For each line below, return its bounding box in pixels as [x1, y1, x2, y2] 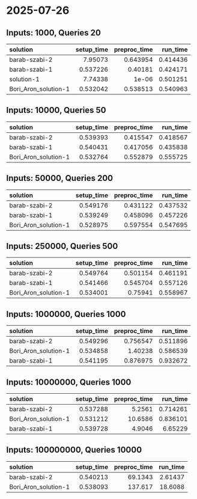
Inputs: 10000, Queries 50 [6, 105, 106, 115]
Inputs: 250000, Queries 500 [6, 241, 118, 251]
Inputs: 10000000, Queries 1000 [6, 377, 132, 387]
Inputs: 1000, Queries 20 [6, 28, 101, 38]
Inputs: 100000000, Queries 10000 [6, 445, 142, 455]
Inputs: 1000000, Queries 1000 [6, 309, 126, 319]
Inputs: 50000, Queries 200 [6, 173, 114, 183]
